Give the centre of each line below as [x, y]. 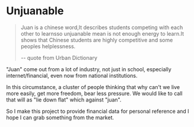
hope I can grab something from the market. [60, 118]
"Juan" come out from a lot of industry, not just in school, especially [89, 69]
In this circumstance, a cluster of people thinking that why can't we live [93, 87]
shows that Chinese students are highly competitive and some [97, 40]
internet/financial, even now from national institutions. [72, 75]
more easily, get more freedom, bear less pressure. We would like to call [94, 93]
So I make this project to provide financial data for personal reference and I [98, 111]
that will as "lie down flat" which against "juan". [64, 100]
